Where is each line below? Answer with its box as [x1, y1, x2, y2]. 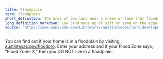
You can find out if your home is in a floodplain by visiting [5, 38, 120, 44]
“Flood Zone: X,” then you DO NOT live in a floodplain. [5, 49, 113, 55]
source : [5, 25, 21, 30]
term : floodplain [5, 12, 40, 16]
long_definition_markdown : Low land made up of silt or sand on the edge [5, 20, 158, 26]
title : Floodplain [5, 7, 42, 12]
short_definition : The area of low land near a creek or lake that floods [5, 16, 160, 21]
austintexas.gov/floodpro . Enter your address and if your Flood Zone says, [5, 44, 154, 49]
